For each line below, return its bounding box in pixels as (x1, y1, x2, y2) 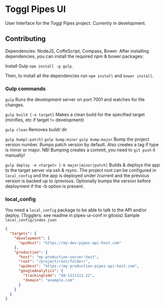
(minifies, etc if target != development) (5, 117, 84, 123)
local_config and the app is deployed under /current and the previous (5, 173, 150, 179)
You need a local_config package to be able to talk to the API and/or (5, 207, 147, 213)
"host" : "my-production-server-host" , (18, 254, 99, 259)
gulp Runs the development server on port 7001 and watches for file (5, 97, 145, 103)
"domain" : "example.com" (23, 277, 75, 282)
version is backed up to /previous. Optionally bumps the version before (5, 178, 151, 184)
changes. (5, 102, 24, 108)
